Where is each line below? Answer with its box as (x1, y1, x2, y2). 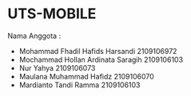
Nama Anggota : (7, 31, 62, 40)
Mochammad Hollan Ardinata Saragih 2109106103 (18, 55, 184, 64)
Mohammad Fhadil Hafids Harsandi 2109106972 (18, 46, 177, 56)
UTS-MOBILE (7, 5, 97, 23)
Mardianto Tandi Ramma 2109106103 (18, 80, 141, 90)
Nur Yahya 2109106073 (18, 63, 96, 72)
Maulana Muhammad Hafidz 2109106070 (18, 71, 154, 81)
